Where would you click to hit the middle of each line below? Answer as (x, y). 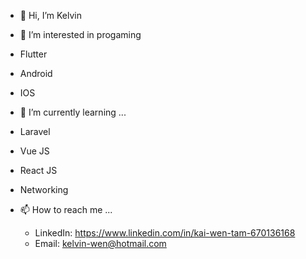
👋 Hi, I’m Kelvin (51, 15)
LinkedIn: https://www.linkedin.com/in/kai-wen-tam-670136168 (165, 233)
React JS (38, 170)
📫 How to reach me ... (66, 209)
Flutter (33, 54)
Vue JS (34, 151)
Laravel (35, 131)
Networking (44, 189)
